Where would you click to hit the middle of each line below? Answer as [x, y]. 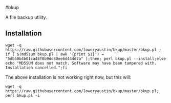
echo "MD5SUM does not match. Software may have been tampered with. [81, 63]
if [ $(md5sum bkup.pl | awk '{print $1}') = [55, 54]
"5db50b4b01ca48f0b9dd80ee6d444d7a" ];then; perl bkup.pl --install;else [86, 58]
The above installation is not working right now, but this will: [68, 77]
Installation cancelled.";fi [36, 68]
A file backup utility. [26, 17]
